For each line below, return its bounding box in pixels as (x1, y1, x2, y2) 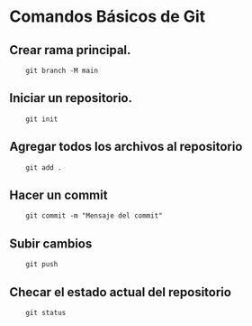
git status (25, 309, 67, 318)
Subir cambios (9, 236, 93, 251)
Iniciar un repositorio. (9, 90, 133, 106)
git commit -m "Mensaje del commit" (25, 211, 164, 220)
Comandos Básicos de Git (9, 6, 206, 27)
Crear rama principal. (9, 42, 131, 58)
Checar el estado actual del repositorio (9, 284, 232, 300)
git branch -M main (25, 66, 99, 75)
